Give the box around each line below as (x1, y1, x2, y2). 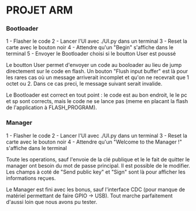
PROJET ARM (6, 4, 73, 17)
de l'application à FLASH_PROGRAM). (6, 104, 98, 111)
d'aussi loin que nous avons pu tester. (6, 198, 98, 205)
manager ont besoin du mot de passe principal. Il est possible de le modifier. (6, 162, 190, 169)
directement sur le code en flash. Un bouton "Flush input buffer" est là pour (6, 68, 188, 75)
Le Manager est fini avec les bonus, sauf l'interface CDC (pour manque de (6, 186, 185, 193)
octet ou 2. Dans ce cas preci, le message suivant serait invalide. (6, 80, 163, 87)
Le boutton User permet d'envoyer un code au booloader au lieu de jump (6, 62, 182, 69)
